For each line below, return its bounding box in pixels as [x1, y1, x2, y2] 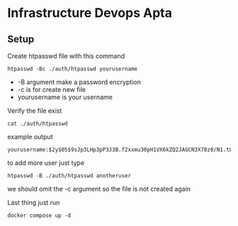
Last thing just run [7, 198, 60, 206]
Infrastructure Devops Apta [7, 5, 172, 21]
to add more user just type [7, 159, 85, 167]
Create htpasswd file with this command [7, 52, 125, 60]
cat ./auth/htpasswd [7, 120, 69, 127]
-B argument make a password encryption [17, 78, 142, 86]
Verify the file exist [7, 107, 62, 114]
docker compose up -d [7, 212, 72, 219]
